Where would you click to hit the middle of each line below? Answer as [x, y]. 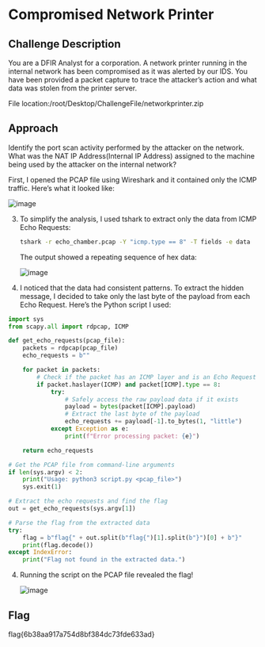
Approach [33, 128]
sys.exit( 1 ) [42, 487]
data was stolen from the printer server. [72, 88]
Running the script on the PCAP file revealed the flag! [106, 575]
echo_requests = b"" [56, 356]
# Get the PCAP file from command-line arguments [92, 465]
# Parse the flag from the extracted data [79, 523]
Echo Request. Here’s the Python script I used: [95, 304]
